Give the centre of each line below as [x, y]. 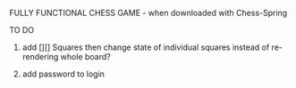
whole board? [85, 56]
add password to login [63, 74]
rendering [40, 56]
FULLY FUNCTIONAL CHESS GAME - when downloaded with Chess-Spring [148, 13]
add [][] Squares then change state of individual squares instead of [146, 47]
